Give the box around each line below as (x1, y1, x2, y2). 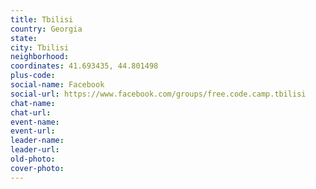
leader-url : (10, 145, 60, 155)
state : (10, 33, 38, 43)
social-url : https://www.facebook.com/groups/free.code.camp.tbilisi (10, 89, 307, 99)
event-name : (10, 117, 60, 127)
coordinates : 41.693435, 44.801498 (10, 61, 159, 71)
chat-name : (10, 98, 56, 108)
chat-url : (10, 107, 52, 118)
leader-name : (10, 136, 65, 146)
